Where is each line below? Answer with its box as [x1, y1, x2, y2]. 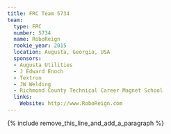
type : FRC [13, 23, 42, 30]
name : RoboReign [13, 36, 60, 43]
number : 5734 [13, 29, 51, 37]
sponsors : [13, 55, 42, 62]
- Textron [13, 74, 42, 82]
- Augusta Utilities [13, 61, 73, 68]
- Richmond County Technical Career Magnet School [13, 87, 163, 94]
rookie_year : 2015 [13, 42, 67, 49]
